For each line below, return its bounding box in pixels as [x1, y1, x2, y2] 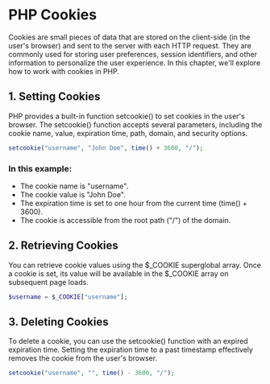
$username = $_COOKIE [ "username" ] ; [8, 292, 128, 301]
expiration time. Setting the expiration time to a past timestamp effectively [8, 345, 254, 355]
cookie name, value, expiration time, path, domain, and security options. [8, 128, 248, 138]
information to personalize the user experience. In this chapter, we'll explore [8, 58, 261, 68]
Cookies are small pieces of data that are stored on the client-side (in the [8, 32, 251, 42]
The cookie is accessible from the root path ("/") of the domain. [19, 215, 231, 225]
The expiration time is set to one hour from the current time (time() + [19, 198, 247, 208]
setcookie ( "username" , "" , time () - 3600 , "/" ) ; [8, 369, 175, 378]
